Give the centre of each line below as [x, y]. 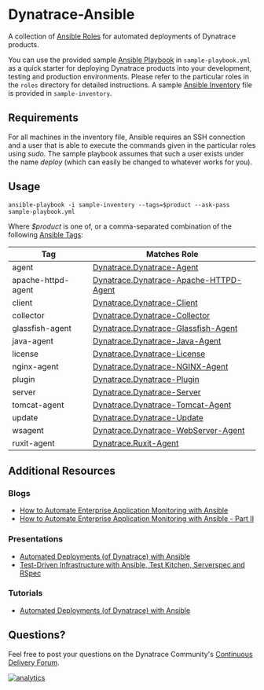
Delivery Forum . [34, 662]
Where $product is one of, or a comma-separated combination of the [120, 226]
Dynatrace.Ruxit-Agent [136, 443]
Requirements [43, 118]
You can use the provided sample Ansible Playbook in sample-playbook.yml [130, 60]
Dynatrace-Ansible [71, 15]
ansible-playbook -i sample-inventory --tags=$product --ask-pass [119, 205]
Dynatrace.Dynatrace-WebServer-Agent [169, 430]
